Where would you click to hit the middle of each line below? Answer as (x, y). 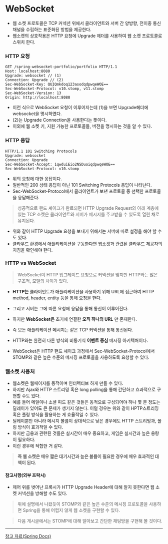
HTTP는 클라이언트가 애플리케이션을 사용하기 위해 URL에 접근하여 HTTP (83, 291)
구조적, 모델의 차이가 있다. (43, 281)
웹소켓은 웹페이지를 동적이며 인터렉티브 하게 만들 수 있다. (68, 383)
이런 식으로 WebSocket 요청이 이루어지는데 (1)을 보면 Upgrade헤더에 (80, 108)
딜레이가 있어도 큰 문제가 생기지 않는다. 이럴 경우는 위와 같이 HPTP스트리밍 (85, 408)
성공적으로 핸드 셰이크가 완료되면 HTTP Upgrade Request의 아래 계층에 (88, 208)
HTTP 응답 (17, 141)
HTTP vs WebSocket (31, 263)
